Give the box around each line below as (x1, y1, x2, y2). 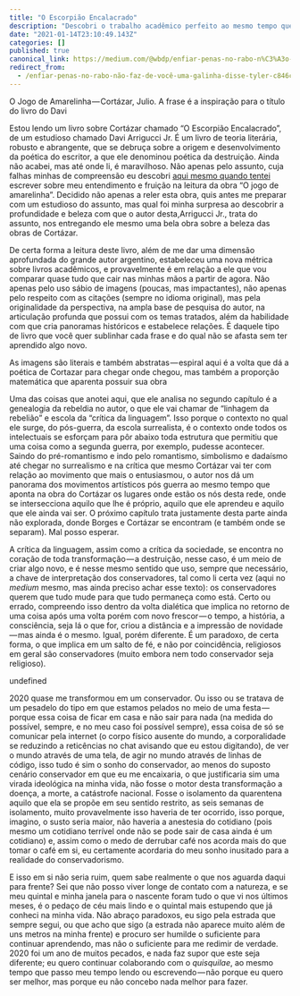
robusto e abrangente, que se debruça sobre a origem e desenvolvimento (9, 141, 281, 152)
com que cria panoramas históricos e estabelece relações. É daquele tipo (9, 320, 279, 331)
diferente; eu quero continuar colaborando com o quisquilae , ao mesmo (9, 957, 274, 967)
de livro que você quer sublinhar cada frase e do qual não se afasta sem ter (9, 330, 287, 341)
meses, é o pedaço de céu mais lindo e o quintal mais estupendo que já (9, 900, 273, 911)
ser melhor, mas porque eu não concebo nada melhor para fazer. (9, 976, 248, 987)
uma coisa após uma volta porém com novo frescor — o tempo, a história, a (9, 610, 286, 621)
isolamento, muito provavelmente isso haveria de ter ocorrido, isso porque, (9, 806, 286, 817)
